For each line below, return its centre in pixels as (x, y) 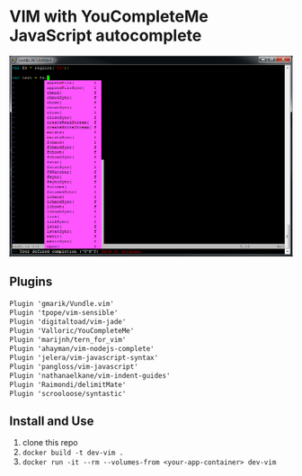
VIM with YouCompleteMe (109, 17)
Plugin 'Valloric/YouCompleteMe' (72, 330)
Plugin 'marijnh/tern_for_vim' (68, 339)
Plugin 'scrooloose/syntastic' (68, 393)
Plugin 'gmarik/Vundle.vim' (62, 303)
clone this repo (50, 443)
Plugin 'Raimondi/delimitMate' (68, 384)
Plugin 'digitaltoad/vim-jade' (68, 321)
